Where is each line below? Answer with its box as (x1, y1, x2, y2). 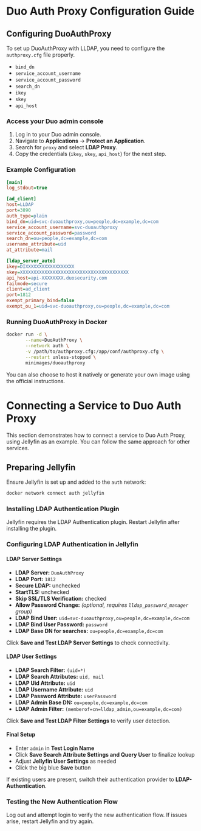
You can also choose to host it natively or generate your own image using (6, 370, 190, 378)
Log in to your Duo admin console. (15, 131, 101, 138)
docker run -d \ (6, 331, 47, 338)
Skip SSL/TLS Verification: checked (15, 595, 107, 602)
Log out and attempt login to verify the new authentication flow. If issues (6, 812, 187, 819)
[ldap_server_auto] (6, 258, 56, 264)
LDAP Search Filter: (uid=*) (15, 666, 86, 674)
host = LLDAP (6, 202, 34, 208)
